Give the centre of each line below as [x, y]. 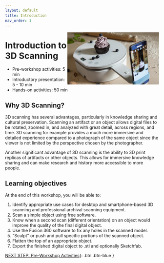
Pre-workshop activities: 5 [39, 69]
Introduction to [36, 45]
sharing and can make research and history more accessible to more [74, 163]
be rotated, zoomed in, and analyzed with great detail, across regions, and [80, 127]
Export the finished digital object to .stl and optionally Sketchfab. [77, 246]
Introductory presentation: [38, 80]
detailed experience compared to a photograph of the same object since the [82, 138]
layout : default [21, 10]
